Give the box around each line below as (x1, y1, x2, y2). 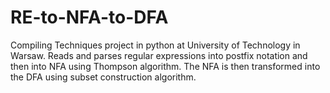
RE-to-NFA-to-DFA (10, 6, 169, 29)
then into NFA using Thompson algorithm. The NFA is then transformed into (10, 60, 321, 72)
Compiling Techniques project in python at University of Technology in (10, 39, 301, 51)
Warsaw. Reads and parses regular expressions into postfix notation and (10, 49, 308, 61)
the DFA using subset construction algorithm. (10, 71, 197, 83)
